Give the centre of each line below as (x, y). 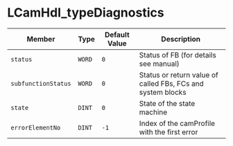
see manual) (159, 64)
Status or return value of (179, 75)
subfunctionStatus (41, 83)
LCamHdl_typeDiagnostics (86, 13)
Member (41, 39)
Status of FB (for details (178, 55)
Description (181, 39)
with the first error (169, 131)
